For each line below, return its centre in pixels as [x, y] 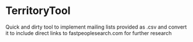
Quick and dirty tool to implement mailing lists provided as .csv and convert [96, 27]
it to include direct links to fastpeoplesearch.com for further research [89, 33]
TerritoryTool [38, 11]
